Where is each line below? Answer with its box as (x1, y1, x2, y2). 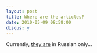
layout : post (6, 8, 38, 15)
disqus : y (6, 24, 30, 31)
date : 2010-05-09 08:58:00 (6, 19, 71, 25)
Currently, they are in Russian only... (6, 41, 92, 48)
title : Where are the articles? (6, 14, 84, 20)
